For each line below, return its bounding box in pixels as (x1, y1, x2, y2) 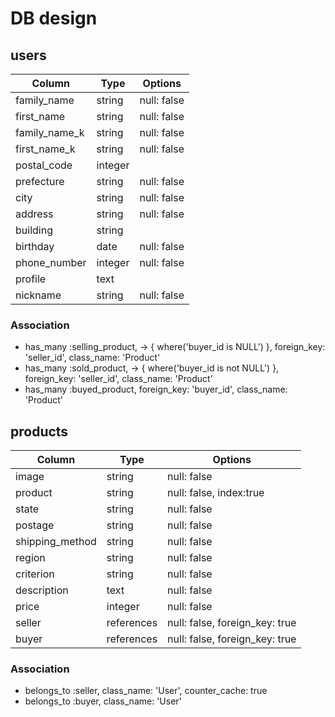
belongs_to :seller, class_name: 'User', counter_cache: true (24, 685, 268, 697)
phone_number (15, 256, 87, 269)
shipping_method (15, 535, 97, 549)
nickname (15, 288, 62, 302)
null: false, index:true (167, 486, 265, 500)
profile (15, 272, 47, 286)
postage (15, 518, 55, 532)
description (15, 583, 69, 597)
